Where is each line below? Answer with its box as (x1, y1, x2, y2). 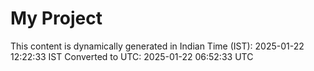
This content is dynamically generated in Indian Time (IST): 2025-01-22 (10, 40, 305, 52)
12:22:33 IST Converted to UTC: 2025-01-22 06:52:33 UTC (10, 50, 254, 62)
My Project (10, 7, 103, 30)
